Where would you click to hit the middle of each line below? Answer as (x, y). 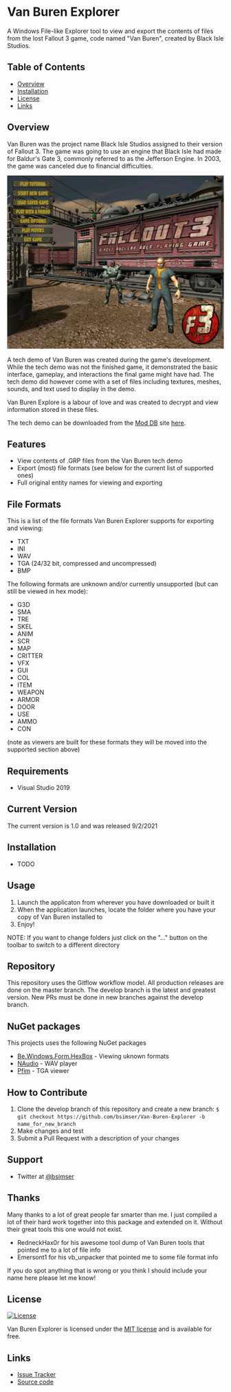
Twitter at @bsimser (45, 1176)
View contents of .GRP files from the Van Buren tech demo (100, 461)
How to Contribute (47, 1093)
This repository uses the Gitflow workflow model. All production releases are (115, 983)
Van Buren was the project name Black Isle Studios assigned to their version (115, 144)
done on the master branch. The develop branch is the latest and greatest (112, 990)
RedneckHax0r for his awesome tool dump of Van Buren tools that (111, 1242)
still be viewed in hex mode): (47, 591)
